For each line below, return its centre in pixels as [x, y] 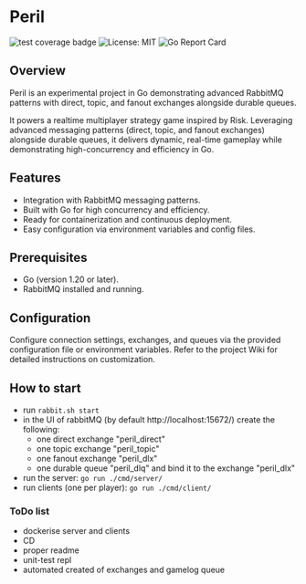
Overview [38, 71]
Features [35, 178]
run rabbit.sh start [61, 410]
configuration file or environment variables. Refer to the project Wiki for [144, 349]
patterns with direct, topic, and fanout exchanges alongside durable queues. [153, 102]
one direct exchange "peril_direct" [101, 439]
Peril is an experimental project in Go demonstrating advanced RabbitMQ [147, 92]
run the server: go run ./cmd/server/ [92, 478]
